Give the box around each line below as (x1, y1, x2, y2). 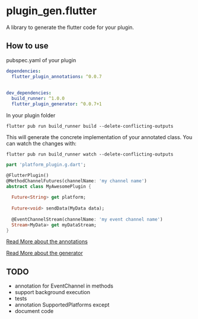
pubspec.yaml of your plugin (6, 56, 76, 63)
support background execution (14, 289, 91, 296)
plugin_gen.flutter (6, 4, 97, 18)
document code (14, 308, 54, 315)
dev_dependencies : (6, 90, 52, 96)
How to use (6, 41, 49, 51)
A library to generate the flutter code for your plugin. (6, 24, 135, 31)
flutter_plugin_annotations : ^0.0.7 (11, 73, 102, 79)
